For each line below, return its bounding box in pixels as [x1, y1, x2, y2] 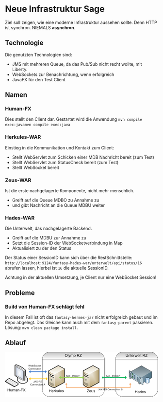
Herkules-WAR [5, 134, 41, 141]
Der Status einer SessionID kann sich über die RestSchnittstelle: [5, 255, 132, 261]
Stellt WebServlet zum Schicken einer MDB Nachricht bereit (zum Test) [12, 154, 154, 160]
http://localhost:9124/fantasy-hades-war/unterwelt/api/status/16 [5, 261, 142, 266]
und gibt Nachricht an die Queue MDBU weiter [12, 202, 105, 208]
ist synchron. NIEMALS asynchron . [5, 24, 76, 30]
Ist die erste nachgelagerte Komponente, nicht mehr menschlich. [5, 188, 134, 194]
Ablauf [5, 339, 26, 347]
